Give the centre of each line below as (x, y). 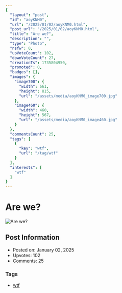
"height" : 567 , (35, 115)
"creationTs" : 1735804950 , (39, 63)
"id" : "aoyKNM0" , (28, 19)
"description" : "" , (31, 39)
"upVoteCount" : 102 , (32, 53)
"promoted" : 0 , (26, 67)
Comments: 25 (28, 261)
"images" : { (23, 77)
